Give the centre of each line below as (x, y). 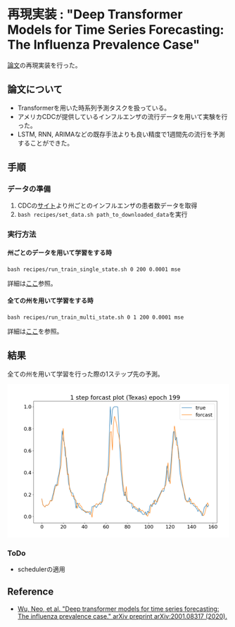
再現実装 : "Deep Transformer (95, 14)
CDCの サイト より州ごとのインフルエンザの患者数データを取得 (107, 205)
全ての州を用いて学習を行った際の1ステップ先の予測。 (85, 374)
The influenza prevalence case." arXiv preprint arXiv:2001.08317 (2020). (122, 616)
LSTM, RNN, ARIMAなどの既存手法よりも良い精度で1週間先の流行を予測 (121, 134)
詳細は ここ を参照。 (35, 331)
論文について (35, 90)
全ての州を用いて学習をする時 (50, 300)
